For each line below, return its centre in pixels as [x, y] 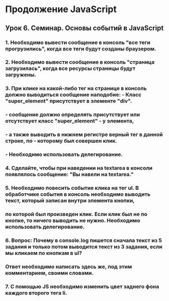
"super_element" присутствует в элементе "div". [69, 101]
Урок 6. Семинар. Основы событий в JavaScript [84, 28]
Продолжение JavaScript [61, 9]
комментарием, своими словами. [49, 273]
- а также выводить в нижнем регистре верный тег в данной [84, 135]
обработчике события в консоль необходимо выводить [78, 194]
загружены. [21, 75]
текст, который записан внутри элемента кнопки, [70, 200]
